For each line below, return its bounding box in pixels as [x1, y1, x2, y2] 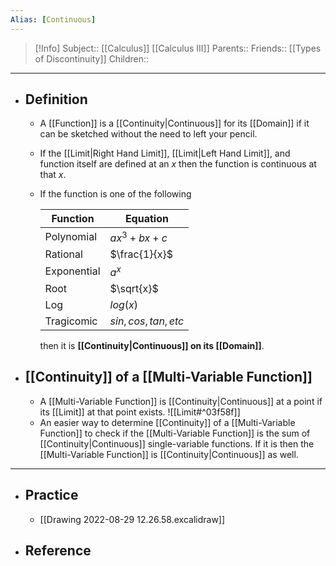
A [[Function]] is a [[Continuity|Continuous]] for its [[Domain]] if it [39, 117, 310, 130]
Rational [44, 247, 83, 261]
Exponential [44, 264, 101, 278]
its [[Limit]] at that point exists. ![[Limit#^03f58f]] [39, 406, 241, 418]
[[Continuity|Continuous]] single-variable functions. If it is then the [39, 437, 315, 450]
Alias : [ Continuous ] [10, 14, 97, 25]
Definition [24, 91, 88, 108]
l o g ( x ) [109, 298, 139, 312]
